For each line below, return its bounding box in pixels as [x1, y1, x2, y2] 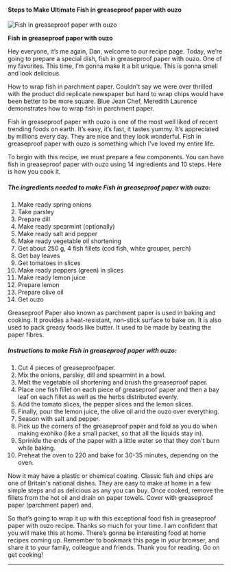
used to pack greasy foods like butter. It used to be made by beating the [8, 323, 212, 332]
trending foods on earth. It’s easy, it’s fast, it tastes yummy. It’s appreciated [8, 125, 219, 133]
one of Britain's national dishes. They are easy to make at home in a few [8, 479, 211, 488]
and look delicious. [8, 69, 61, 78]
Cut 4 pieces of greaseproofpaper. [17, 364, 116, 372]
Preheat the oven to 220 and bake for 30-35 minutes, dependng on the [17, 451, 219, 459]
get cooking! [8, 551, 44, 559]
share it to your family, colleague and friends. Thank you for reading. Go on [8, 543, 220, 552]
